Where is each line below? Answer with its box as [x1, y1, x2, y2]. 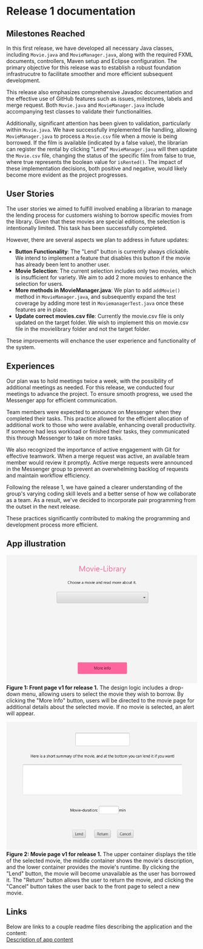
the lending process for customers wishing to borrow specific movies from [6, 211, 193, 219]
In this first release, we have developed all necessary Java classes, [6, 44, 174, 52]
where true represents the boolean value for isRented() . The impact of [6, 158, 183, 165]
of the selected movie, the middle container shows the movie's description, [6, 857, 194, 864]
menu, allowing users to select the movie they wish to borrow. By [21, 690, 184, 698]
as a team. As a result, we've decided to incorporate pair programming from [6, 496, 196, 503]
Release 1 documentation [6, 4, 136, 18]
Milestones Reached [6, 29, 85, 39]
